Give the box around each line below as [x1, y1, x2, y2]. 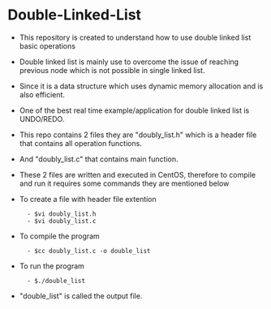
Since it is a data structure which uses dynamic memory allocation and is [19, 81, 264, 91]
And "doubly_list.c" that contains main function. [19, 154, 179, 164]
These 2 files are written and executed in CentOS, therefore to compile [19, 170, 256, 179]
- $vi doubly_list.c [27, 217, 97, 225]
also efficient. [19, 89, 66, 99]
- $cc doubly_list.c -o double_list [27, 247, 151, 255]
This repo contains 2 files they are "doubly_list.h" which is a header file [19, 130, 257, 139]
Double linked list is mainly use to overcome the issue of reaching [19, 57, 239, 67]
